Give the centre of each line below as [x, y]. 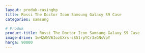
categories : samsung [27, 19]
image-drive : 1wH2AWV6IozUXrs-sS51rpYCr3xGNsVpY [58, 38]
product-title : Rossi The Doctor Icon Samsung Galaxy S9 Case [72, 33]
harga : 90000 [19, 43]
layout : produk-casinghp [32, 10]
